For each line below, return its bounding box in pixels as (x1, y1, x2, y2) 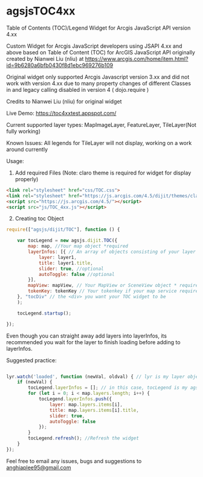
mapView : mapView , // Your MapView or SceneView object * (28, 283, 177, 289)
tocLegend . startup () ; (17, 310, 71, 316)
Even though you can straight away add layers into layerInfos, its (6, 332, 167, 339)
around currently (6, 146, 48, 153)
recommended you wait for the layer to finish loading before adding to (6, 338, 181, 345)
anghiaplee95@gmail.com (6, 464, 71, 471)
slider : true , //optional (38, 266, 104, 272)
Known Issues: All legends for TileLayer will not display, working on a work (6, 139, 192, 146)
